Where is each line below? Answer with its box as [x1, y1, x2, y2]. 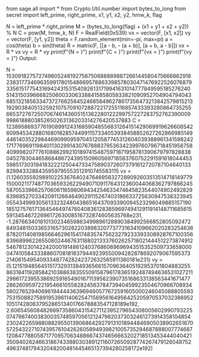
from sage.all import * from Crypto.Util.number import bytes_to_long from [6, 5, 186, 12]
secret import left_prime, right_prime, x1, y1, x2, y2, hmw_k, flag [6, 11, 162, 18]
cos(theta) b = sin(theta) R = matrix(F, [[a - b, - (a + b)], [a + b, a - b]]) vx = [6, 42, 190, 49]
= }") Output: [6, 55, 37, 61]
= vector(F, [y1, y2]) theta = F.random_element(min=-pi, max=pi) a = [6, 36, 173, 42]
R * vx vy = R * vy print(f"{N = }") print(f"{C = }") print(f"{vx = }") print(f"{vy [6, 48, 192, 55]
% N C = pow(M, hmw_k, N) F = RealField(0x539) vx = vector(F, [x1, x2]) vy [6, 29, 191, 36]
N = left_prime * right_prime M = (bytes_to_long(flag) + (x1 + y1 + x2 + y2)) [6, 23, 189, 30]
